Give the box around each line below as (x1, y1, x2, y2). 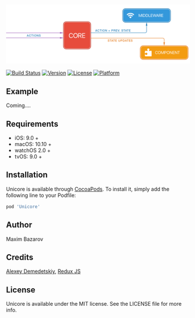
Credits (6, 252, 34, 262)
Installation (6, 170, 48, 180)
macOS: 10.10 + (14, 141, 52, 148)
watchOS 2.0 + (14, 147, 51, 154)
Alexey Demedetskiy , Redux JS (6, 268, 81, 275)
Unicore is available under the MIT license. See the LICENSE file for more (6, 300, 182, 307)
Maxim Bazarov (6, 236, 44, 243)
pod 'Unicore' (6, 203, 41, 209)
